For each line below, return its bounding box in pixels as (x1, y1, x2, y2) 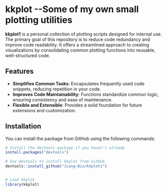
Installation (5, 122, 41, 131)
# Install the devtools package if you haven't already (5, 145, 125, 150)
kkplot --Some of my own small (5, 4, 139, 15)
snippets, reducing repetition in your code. (12, 86, 101, 92)
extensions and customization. (12, 107, 77, 113)
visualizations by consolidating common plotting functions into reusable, (5, 47, 155, 53)
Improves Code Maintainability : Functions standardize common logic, (12, 91, 159, 97)
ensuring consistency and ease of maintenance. (12, 97, 113, 103)
